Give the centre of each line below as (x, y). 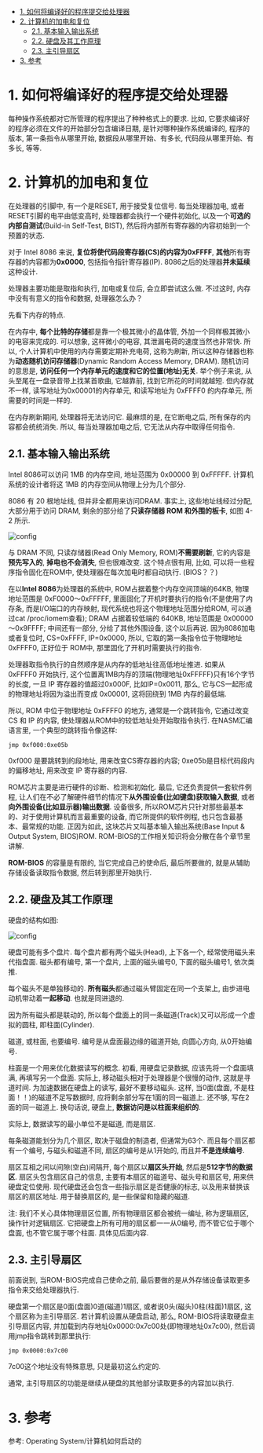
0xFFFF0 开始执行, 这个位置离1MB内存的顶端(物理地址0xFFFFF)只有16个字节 (131, 674)
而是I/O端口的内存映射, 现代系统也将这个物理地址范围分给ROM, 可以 (135, 608)
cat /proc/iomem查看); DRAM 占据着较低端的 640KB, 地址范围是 (118, 618)
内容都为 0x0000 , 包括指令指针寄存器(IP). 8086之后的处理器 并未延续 (140, 262)
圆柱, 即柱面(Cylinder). (58, 1024)
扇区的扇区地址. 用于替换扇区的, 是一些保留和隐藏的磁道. (99, 1196)
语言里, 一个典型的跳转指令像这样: (63, 730)
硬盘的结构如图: (33, 920)
